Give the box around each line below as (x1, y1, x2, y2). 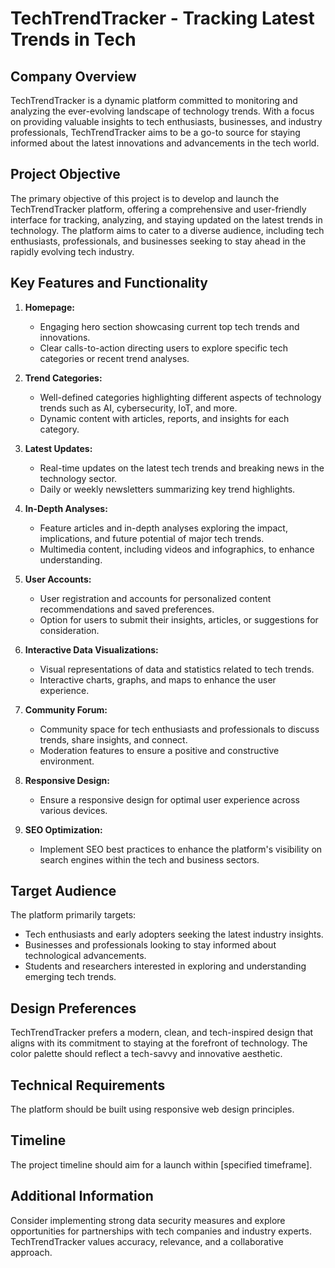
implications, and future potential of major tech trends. (39, 532, 265, 544)
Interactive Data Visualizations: (24, 643, 159, 656)
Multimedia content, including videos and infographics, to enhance (39, 543, 315, 555)
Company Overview (10, 68, 137, 85)
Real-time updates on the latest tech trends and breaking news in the (39, 462, 325, 474)
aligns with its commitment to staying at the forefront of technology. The (10, 1037, 308, 1049)
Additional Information (10, 1188, 154, 1205)
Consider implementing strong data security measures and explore (10, 1214, 286, 1226)
